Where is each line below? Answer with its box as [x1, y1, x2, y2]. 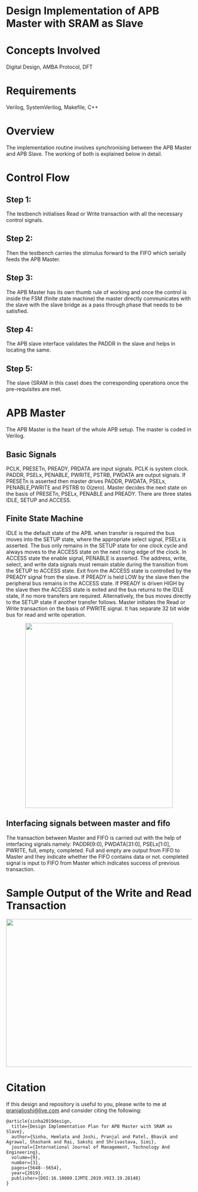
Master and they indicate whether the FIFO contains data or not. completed [6, 853, 189, 860]
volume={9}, [11, 1154, 41, 1161]
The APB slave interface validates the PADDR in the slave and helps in [6, 340, 176, 347]
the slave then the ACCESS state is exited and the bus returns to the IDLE [6, 586, 184, 593]
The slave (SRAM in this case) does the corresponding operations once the [6, 379, 189, 386]
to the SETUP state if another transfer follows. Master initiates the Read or [6, 598, 186, 605]
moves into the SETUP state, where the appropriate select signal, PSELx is [6, 536, 187, 543]
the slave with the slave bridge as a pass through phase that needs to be [6, 301, 183, 308]
